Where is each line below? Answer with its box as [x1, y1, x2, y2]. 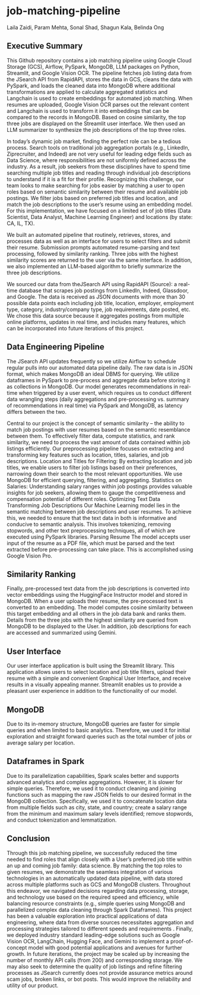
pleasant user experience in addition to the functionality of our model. [7, 687, 177, 695]
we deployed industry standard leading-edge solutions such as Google [7, 931, 180, 939]
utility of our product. [7, 981, 59, 989]
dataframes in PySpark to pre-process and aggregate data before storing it [7, 376, 191, 384]
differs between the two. [7, 408, 67, 415]
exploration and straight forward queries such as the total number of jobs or [7, 733, 192, 740]
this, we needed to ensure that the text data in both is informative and [7, 514, 177, 521]
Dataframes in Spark [7, 756, 85, 766]
